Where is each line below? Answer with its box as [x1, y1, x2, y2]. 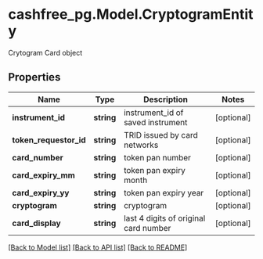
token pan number [124, 152, 192, 163]
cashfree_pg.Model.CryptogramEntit [8, 5, 254, 23]
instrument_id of [124, 107, 184, 118]
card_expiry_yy [12, 187, 70, 198]
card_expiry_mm [12, 170, 76, 181]
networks [124, 139, 159, 150]
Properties [8, 70, 61, 84]
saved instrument [124, 117, 188, 128]
